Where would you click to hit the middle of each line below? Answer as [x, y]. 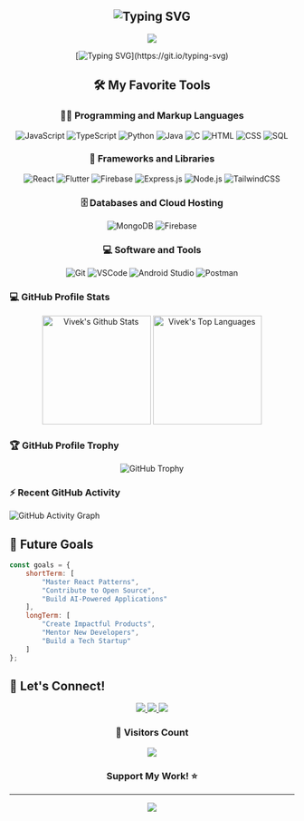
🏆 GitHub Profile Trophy [64, 445]
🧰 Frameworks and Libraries [152, 159]
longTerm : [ [48, 616]
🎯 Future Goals [52, 544]
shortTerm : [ [50, 573]
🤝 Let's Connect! [57, 686]
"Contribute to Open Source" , [99, 591]
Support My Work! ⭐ [152, 776]
